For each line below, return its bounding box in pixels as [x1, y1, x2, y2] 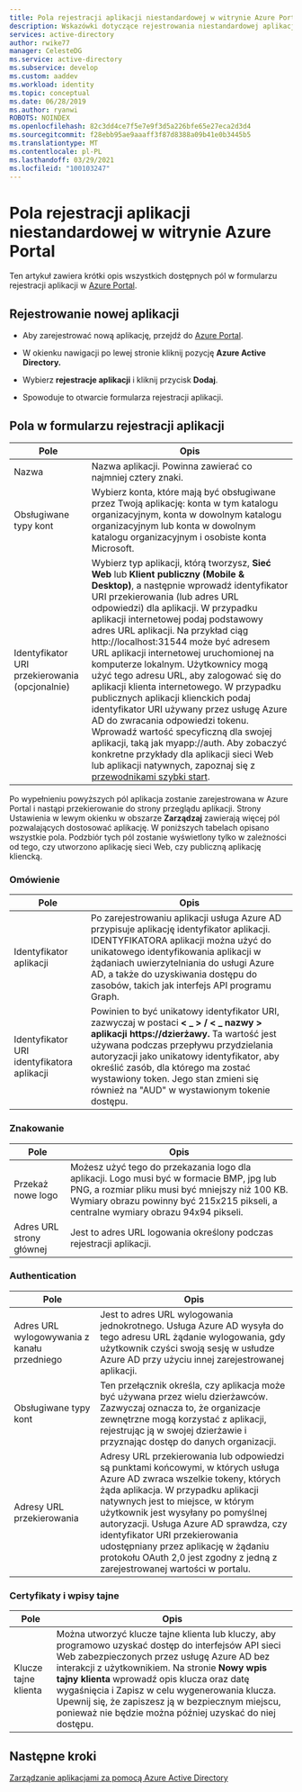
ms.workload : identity [9, 80, 94, 89]
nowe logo [13, 1189, 58, 1202]
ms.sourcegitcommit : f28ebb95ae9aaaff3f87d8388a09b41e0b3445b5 [9, 131, 252, 140]
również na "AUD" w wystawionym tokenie [90, 1084, 271, 1096]
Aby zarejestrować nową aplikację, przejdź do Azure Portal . [22, 330, 244, 341]
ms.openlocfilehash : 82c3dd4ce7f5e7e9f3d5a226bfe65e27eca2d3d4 [9, 122, 252, 131]
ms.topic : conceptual [9, 88, 91, 97]
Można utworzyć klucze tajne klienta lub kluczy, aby [56, 1628, 277, 1641]
